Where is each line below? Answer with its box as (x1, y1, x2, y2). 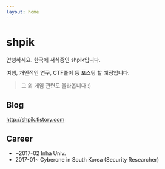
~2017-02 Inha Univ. (15, 150, 66, 157)
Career (6, 133, 33, 143)
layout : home (6, 9, 39, 15)
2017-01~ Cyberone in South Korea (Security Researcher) (15, 156, 160, 164)
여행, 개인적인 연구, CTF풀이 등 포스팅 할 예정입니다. (6, 69, 130, 76)
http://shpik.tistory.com (6, 116, 65, 123)
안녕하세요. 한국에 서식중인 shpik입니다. (6, 56, 101, 63)
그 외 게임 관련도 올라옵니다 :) (21, 81, 92, 89)
